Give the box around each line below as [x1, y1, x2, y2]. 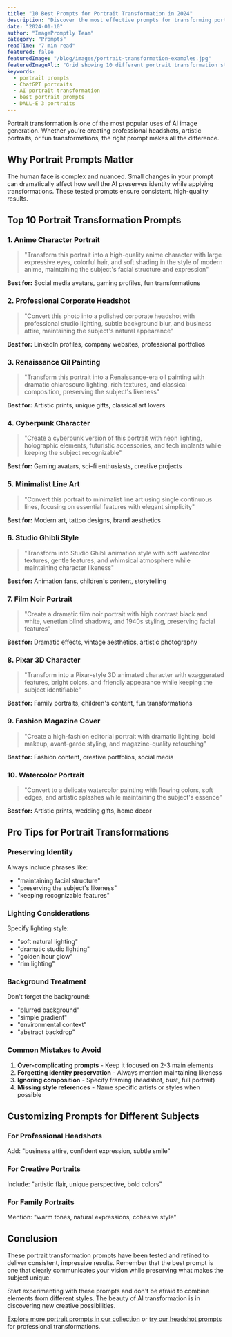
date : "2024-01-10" [7, 23, 64, 30]
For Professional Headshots [7, 1131, 102, 1141]
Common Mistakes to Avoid [7, 1045, 101, 1055]
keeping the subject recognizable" [23, 449, 122, 457]
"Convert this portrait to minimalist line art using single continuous [23, 495, 213, 504]
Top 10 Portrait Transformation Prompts [7, 214, 182, 226]
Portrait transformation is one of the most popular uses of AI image [7, 119, 198, 127]
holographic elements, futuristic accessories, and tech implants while [23, 441, 222, 450]
